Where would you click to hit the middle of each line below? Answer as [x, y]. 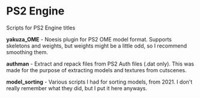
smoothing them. [27, 52]
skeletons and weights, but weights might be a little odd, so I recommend [97, 46]
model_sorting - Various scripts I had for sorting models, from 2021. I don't [99, 82]
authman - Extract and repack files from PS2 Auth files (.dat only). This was [100, 64]
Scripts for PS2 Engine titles [41, 28]
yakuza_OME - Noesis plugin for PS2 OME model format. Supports [89, 39]
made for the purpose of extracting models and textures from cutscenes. [96, 70]
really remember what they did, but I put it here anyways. [77, 88]
